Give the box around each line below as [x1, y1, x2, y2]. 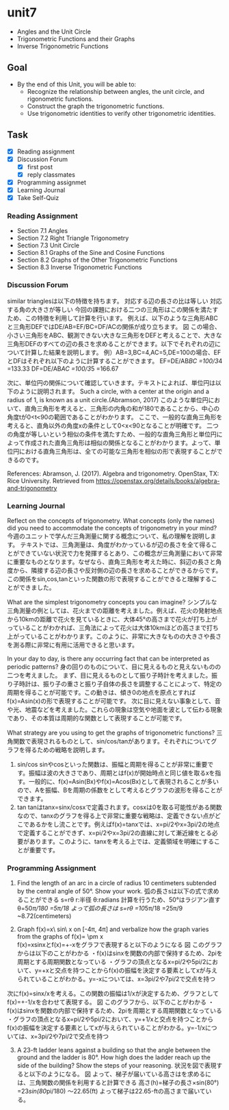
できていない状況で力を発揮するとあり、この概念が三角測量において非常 [18, 549, 223, 557]
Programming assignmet [16, 178, 87, 186]
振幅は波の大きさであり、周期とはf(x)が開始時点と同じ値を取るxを [28, 769, 215, 777]
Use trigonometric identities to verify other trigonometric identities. [27, 109, 216, 117]
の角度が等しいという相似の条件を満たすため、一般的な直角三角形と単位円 [7, 430, 217, 438]
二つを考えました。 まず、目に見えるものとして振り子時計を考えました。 [7, 671, 212, 679]
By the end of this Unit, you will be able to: [16, 80, 137, 88]
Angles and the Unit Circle [16, 27, 91, 36]
